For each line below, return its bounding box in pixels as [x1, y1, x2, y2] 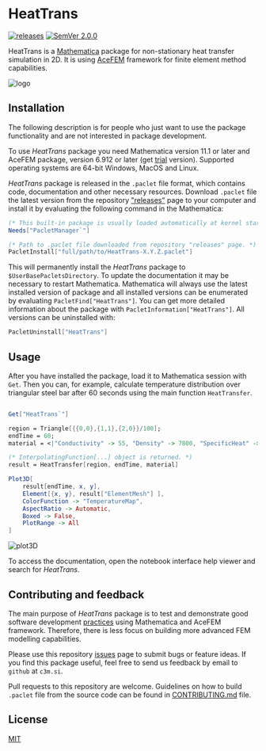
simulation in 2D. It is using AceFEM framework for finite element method [8, 55, 247, 64]
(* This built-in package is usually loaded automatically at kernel [8, 219, 243, 227]
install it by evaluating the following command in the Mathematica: [8, 204, 224, 213]
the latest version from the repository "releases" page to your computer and [8, 195, 256, 204]
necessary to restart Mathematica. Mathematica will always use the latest [8, 279, 248, 289]
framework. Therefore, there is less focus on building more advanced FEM [8, 626, 251, 635]
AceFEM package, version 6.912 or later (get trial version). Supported [8, 154, 234, 164]
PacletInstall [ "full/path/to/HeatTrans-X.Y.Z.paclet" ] [8, 248, 193, 256]
